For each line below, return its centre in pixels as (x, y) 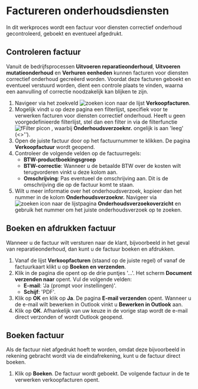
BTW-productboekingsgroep (60, 159)
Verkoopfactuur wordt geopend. (55, 147)
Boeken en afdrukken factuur (61, 228)
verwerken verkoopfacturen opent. (57, 380)
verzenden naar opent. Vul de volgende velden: (73, 279)
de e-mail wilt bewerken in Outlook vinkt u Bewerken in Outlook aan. (99, 304)
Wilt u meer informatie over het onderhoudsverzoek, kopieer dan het (98, 191)
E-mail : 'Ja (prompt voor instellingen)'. (70, 286)
